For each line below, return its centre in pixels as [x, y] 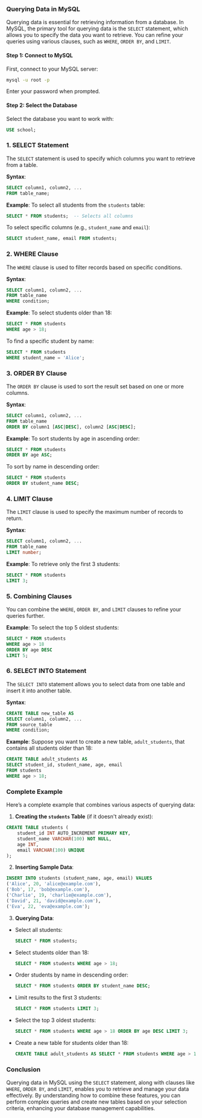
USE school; [21, 130]
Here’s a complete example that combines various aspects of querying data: [101, 805]
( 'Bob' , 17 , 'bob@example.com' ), [48, 890]
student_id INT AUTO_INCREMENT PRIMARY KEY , [74, 833]
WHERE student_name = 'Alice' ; [46, 358]
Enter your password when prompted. [53, 91]
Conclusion [24, 1069]
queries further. [26, 616]
